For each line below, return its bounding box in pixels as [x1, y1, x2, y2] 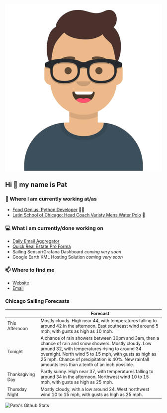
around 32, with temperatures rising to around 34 [40, 346, 142, 352]
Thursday [7, 386, 27, 392]
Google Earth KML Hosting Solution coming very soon [12, 254, 123, 260]
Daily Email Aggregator [12, 238, 60, 244]
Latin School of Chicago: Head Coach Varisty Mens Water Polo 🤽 [12, 212, 146, 218]
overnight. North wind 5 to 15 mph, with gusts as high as [40, 351, 157, 357]
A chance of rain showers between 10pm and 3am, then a [40, 335, 160, 341]
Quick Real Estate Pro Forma [12, 243, 71, 249]
